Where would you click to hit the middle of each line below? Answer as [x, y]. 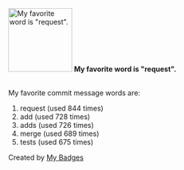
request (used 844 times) [61, 108]
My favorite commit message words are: [74, 93]
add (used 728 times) [55, 117]
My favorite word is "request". [125, 69]
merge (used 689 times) [59, 133]
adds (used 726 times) [57, 125]
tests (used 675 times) [57, 142]
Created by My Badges [46, 157]
